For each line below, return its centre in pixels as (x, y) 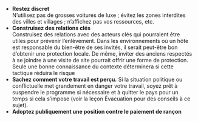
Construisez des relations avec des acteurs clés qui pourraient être (96, 34)
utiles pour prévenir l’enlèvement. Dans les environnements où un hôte (100, 41)
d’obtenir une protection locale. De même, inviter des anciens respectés (102, 54)
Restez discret (31, 9)
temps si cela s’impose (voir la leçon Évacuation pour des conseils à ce (101, 99)
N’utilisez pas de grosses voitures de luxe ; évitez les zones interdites (99, 15)
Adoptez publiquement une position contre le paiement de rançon (97, 112)
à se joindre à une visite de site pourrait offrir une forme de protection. (100, 60)
